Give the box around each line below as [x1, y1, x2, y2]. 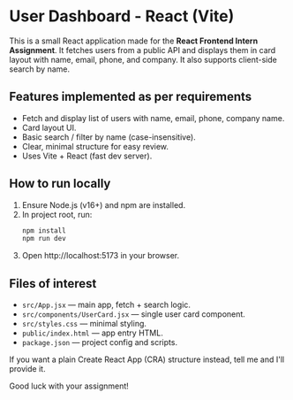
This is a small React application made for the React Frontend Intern [9, 35, 259, 46]
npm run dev [21, 235, 66, 243]
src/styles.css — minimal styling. [21, 319, 147, 329]
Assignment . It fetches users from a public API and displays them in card [9, 44, 276, 55]
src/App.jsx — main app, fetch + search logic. [21, 299, 192, 311]
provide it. [9, 364, 46, 374]
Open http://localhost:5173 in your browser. [21, 250, 179, 261]
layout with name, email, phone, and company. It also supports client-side [9, 54, 278, 65]
